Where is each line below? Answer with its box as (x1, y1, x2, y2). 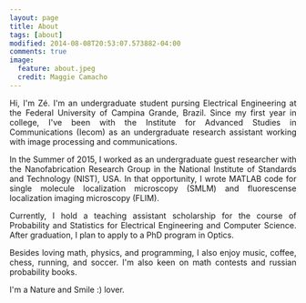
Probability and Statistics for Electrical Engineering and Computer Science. (9, 219, 297, 230)
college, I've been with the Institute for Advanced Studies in (9, 116, 297, 127)
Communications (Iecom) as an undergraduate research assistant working (9, 126, 297, 137)
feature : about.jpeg (17, 65, 96, 74)
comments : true (9, 47, 67, 56)
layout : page (9, 13, 59, 23)
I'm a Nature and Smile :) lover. (9, 284, 125, 295)
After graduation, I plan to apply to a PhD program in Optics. (9, 229, 235, 240)
